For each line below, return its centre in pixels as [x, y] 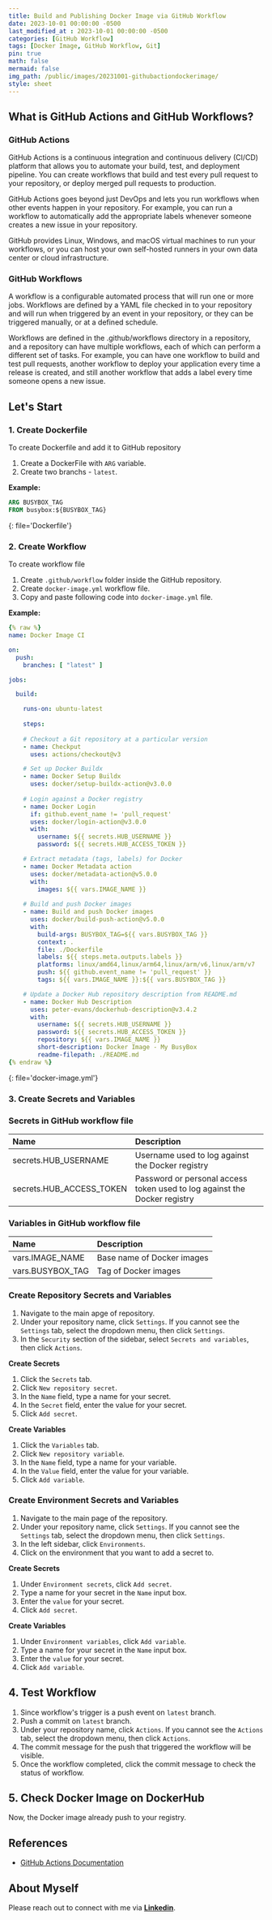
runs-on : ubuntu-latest [63, 709]
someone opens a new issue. [57, 381]
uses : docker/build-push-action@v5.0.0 [97, 919]
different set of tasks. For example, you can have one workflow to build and [134, 355]
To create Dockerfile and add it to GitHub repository [95, 448]
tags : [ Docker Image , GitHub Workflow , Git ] [85, 46]
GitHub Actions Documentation [72, 1862]
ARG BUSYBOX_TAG [36, 503]
